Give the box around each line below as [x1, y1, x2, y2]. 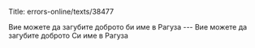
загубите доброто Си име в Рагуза [8, 31, 128, 40]
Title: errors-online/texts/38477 [8, 7, 115, 16]
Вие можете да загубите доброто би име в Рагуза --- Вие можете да [8, 22, 248, 31]
